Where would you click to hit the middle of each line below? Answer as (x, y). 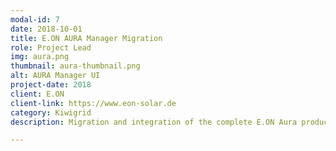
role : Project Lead (51, 47)
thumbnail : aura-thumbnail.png (75, 66)
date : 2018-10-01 (46, 29)
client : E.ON (37, 94)
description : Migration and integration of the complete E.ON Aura (154, 122)
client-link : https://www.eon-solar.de (93, 103)
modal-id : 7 (35, 19)
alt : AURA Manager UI (55, 76)
